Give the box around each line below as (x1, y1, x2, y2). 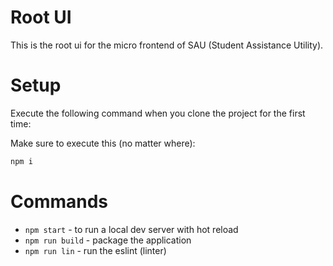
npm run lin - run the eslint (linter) (24, 244, 167, 256)
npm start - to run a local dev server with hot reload (24, 223, 239, 235)
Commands (10, 190, 109, 213)
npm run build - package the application (24, 234, 192, 246)
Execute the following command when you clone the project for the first (10, 107, 306, 119)
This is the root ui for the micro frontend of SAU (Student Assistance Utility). (10, 39, 324, 51)
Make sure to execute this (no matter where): (10, 137, 196, 149)
